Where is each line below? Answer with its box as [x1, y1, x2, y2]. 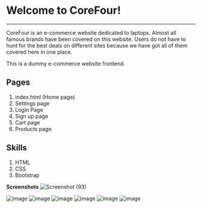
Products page [14, 125, 52, 132]
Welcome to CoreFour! [6, 4, 121, 17]
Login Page [14, 106, 43, 113]
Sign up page [14, 112, 49, 120]
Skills [6, 142, 27, 153]
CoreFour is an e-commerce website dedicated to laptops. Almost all [6, 29, 176, 36]
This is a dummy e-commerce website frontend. [6, 60, 125, 67]
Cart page [14, 118, 40, 126]
